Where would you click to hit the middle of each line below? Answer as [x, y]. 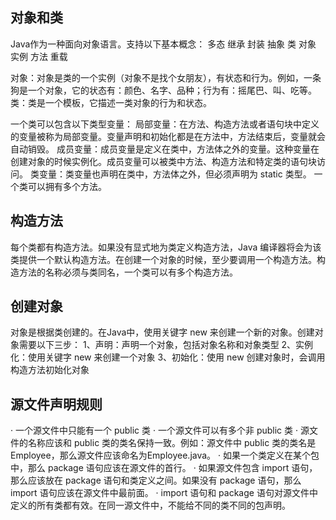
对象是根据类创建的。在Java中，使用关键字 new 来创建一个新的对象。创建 [162, 332]
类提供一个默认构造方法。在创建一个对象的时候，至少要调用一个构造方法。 [163, 259]
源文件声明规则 [56, 404]
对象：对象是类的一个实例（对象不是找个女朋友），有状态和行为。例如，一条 [166, 77]
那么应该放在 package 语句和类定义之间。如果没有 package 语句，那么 [156, 480]
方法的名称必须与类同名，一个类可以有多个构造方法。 [128, 272]
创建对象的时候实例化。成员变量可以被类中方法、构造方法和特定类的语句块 [163, 161]
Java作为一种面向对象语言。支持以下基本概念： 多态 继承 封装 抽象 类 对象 [163, 44]
